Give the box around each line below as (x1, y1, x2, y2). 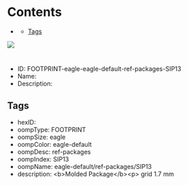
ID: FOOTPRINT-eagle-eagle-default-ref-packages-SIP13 (17, 65, 182, 73)
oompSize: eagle (17, 133, 66, 141)
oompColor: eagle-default (17, 140, 92, 148)
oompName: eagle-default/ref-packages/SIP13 (17, 162, 152, 170)
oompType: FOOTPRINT (17, 125, 86, 134)
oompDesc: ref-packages (17, 147, 91, 156)
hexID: (17, 118, 36, 126)
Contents (7, 4, 63, 20)
